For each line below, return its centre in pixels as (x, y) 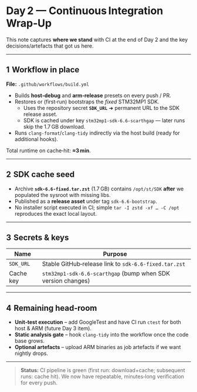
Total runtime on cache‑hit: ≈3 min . (48, 150)
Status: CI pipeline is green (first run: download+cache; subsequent (103, 370)
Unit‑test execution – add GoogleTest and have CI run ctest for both (98, 322)
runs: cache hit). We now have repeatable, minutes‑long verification (102, 377)
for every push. (39, 383)
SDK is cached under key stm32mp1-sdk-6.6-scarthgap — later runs (104, 120)
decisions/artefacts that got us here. (50, 46)
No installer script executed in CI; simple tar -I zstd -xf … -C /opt (97, 207)
